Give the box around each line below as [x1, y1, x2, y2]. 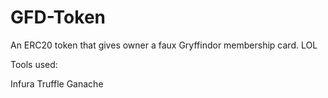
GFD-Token [10, 6, 107, 29]
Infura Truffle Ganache [10, 77, 104, 90]
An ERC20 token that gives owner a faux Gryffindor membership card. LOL [10, 39, 318, 51]
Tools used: [10, 58, 58, 70]
